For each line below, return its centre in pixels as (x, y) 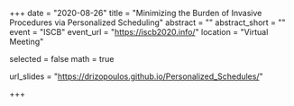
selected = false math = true (62, 59)
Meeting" (27, 41)
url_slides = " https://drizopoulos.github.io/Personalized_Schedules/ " (136, 76)
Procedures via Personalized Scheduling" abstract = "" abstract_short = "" (147, 22)
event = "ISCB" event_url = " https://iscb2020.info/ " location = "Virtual (139, 32)
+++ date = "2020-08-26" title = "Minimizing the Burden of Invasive (136, 13)
